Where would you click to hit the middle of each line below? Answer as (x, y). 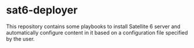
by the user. (21, 39)
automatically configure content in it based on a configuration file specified (97, 32)
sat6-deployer (42, 10)
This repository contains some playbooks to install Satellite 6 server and (93, 26)
